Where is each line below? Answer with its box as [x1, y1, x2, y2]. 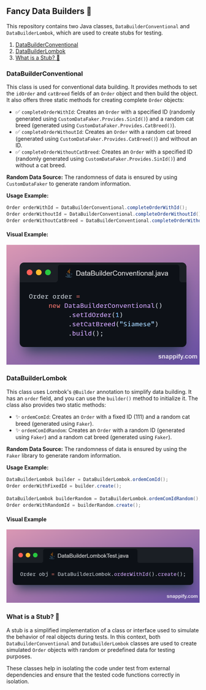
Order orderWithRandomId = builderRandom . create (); [6, 502, 141, 509]
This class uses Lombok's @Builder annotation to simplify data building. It [6, 388, 192, 395]
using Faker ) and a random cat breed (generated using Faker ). [15, 433, 172, 441]
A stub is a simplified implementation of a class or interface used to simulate [6, 626, 199, 633]
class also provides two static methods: [6, 401, 106, 409]
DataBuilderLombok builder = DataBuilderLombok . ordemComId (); [6, 476, 169, 482]
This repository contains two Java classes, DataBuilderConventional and [6, 22, 190, 29]
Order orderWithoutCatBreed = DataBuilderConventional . [6, 218, 152, 224]
